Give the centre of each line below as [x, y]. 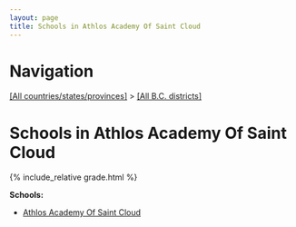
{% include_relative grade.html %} [74, 177]
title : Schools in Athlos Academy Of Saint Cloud [105, 26]
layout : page [34, 18]
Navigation [51, 71]
